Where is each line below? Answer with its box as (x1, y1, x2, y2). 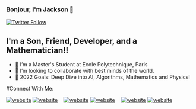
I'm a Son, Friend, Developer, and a (6, 36, 138, 46)
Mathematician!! (6, 45, 69, 55)
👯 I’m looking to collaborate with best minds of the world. (14, 68, 154, 75)
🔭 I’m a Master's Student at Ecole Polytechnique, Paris (14, 61, 148, 68)
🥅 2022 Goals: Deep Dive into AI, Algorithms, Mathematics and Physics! (14, 73, 190, 81)
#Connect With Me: (6, 85, 54, 92)
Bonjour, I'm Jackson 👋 (6, 5, 74, 14)
